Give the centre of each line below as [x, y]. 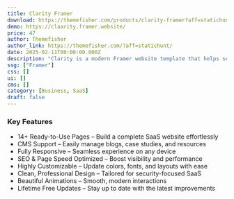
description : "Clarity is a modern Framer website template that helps [113, 59]
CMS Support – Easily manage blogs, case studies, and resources [112, 144]
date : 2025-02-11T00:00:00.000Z [54, 53]
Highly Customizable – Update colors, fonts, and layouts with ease [112, 166]
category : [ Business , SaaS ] [48, 91]
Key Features [30, 121]
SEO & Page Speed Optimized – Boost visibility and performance [110, 159]
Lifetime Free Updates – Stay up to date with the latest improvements [116, 189]
